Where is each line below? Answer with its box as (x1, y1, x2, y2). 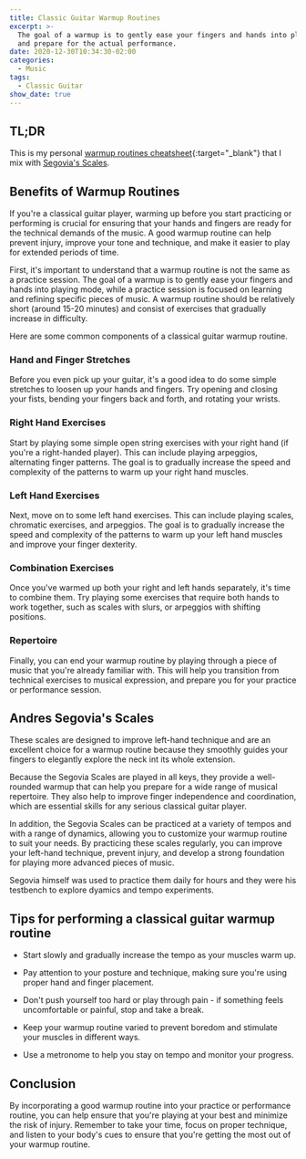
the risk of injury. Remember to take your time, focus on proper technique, (9, 1120, 288, 1131)
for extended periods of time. (9, 247, 120, 258)
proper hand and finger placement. (22, 977, 155, 988)
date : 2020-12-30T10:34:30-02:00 (9, 47, 137, 57)
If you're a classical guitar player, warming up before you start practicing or (9, 208, 292, 219)
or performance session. (9, 684, 102, 694)
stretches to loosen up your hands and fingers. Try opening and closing (9, 384, 278, 395)
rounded (9, 781, 42, 792)
